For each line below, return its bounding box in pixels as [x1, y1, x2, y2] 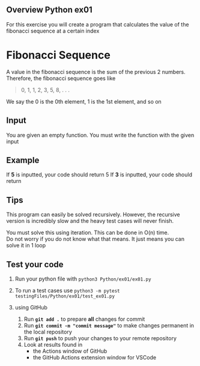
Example [6, 155, 40, 165]
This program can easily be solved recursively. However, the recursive [6, 211, 180, 219]
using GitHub [14, 304, 48, 311]
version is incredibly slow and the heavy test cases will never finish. [6, 217, 174, 225]
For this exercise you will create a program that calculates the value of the [6, 20, 189, 28]
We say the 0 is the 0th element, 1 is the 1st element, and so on [6, 98, 162, 105]
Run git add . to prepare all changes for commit [23, 315, 145, 323]
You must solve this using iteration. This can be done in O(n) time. [6, 229, 169, 237]
